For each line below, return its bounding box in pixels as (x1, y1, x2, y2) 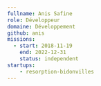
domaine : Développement (7, 23, 76, 30)
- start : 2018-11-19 (13, 42, 73, 49)
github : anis (7, 29, 45, 37)
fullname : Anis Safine (7, 10, 73, 17)
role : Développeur (7, 17, 60, 24)
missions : (7, 36, 36, 43)
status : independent (19, 55, 79, 62)
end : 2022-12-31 (19, 49, 67, 56)
